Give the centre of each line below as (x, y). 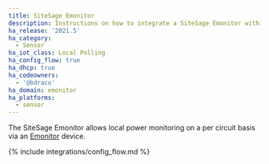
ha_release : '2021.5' (44, 30)
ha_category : (30, 38)
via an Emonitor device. (47, 136)
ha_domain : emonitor (43, 90)
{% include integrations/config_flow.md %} (79, 152)
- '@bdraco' (36, 82)
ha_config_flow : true (44, 61)
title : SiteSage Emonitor (51, 16)
